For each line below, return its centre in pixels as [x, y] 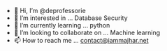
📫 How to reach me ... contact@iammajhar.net [81, 40]
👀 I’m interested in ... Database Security [71, 18]
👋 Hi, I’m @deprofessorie [50, 11]
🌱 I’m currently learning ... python [62, 25]
